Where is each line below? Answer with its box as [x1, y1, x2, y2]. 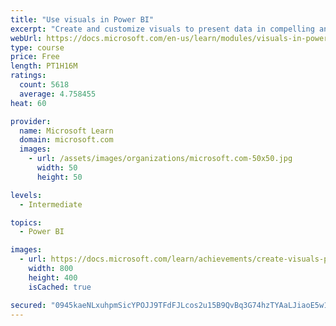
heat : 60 [10, 98, 47, 108]
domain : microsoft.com [19, 135, 114, 145]
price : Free [10, 52, 60, 62]
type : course [10, 42, 65, 53]
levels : [10, 190, 43, 200]
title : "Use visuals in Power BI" [10, 14, 155, 25]
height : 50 [36, 172, 83, 182]
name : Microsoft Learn [19, 126, 114, 136]
